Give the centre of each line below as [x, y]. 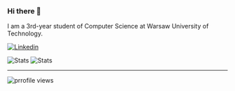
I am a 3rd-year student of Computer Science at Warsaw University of [108, 26]
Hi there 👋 [24, 11]
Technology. [25, 33]
